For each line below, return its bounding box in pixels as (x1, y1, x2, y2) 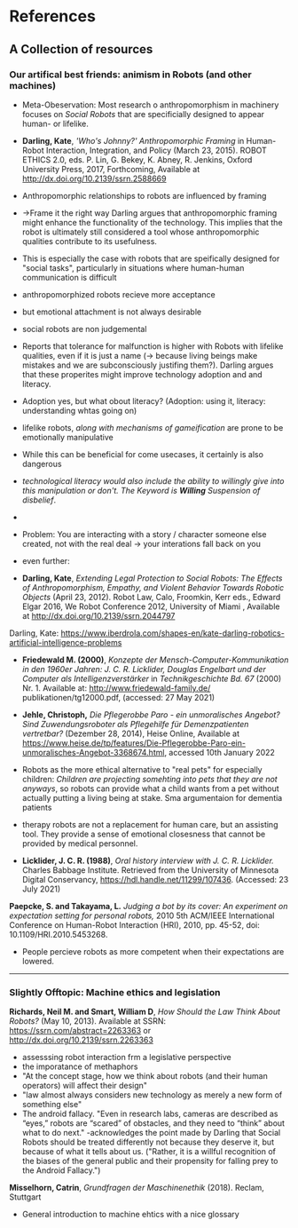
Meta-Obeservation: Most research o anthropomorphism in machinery (21, 99, 279, 110)
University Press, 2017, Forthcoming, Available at (21, 163, 200, 174)
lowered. (21, 955, 55, 966)
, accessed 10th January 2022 (163, 747, 275, 757)
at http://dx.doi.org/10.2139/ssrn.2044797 (21, 610, 176, 621)
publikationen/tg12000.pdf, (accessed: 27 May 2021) (21, 692, 216, 702)
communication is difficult (21, 272, 117, 282)
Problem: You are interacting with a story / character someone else (21, 528, 267, 539)
